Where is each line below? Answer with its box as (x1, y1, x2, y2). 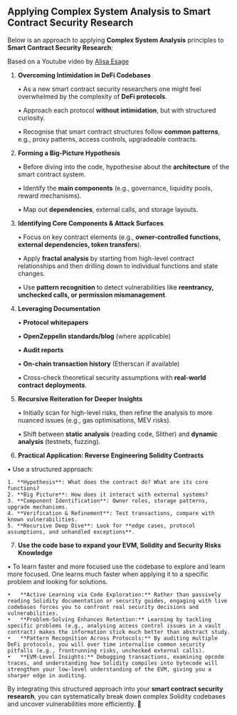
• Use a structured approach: (7, 465, 94, 473)
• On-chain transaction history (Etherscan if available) (17, 359, 180, 368)
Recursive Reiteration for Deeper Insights (17, 394, 143, 403)
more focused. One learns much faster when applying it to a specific (7, 569, 209, 578)
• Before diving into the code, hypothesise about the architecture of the (17, 162, 230, 171)
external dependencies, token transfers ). (17, 240, 142, 248)
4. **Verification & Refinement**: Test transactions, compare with (7, 509, 215, 517)
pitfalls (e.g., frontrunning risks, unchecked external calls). (7, 647, 205, 654)
